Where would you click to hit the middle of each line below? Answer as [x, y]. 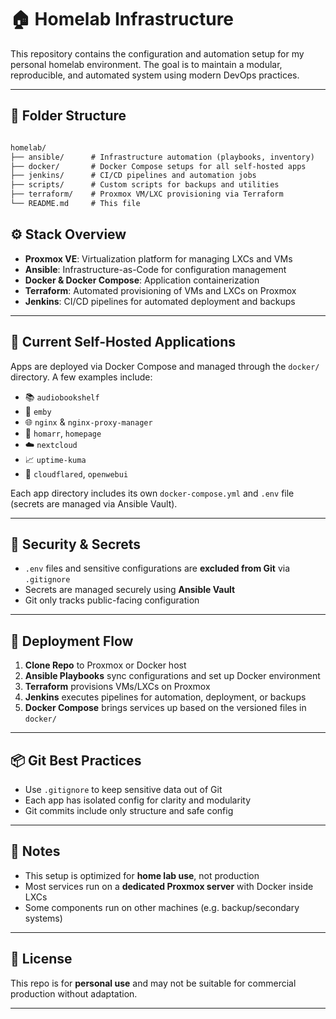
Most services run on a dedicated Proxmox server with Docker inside [169, 886]
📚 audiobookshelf [62, 397]
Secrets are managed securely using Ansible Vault [130, 590]
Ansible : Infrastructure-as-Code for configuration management [155, 269]
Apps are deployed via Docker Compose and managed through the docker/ [165, 366]
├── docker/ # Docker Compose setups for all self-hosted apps [158, 166]
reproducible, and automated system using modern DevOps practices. [155, 75]
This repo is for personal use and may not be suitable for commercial [153, 983]
